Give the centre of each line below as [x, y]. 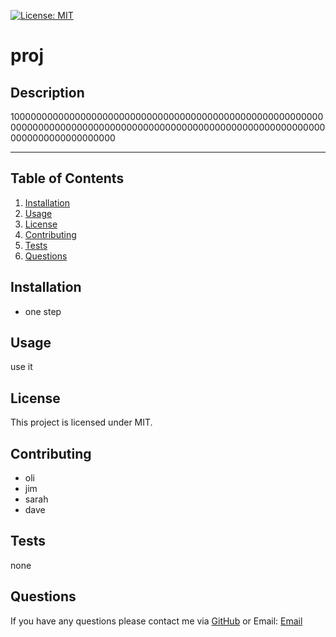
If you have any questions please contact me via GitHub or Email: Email [156, 621]
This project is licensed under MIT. [81, 422]
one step [43, 311]
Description [47, 92]
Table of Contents [67, 178]
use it [21, 367]
